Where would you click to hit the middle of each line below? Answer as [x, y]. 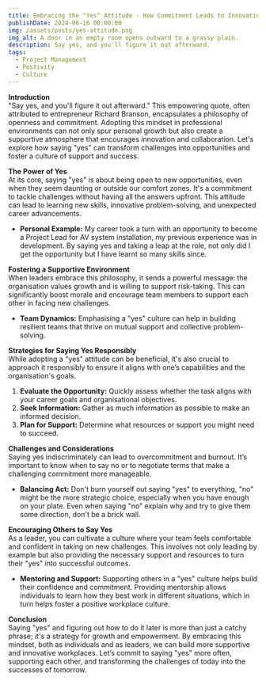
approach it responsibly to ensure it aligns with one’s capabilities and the [127, 367]
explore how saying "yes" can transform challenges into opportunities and [129, 147]
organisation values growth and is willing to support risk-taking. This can [127, 286]
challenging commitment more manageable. [80, 474]
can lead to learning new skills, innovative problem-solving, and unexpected [132, 205]
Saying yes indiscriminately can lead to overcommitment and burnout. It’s [128, 457]
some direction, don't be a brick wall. [80, 514]
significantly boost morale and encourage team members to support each [129, 295]
